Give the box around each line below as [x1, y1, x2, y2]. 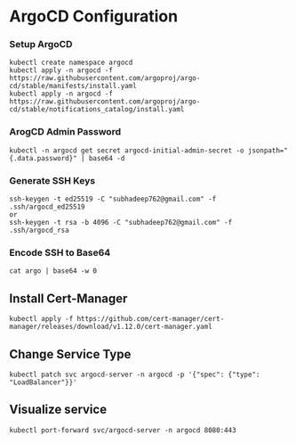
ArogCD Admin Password [9, 126, 122, 138]
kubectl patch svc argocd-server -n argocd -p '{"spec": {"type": [9, 370, 260, 379]
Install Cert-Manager [9, 291, 128, 306]
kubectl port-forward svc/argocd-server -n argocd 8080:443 [9, 425, 237, 434]
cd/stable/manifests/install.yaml [9, 82, 138, 91]
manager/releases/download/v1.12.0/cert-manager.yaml [9, 323, 213, 332]
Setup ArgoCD [9, 38, 73, 51]
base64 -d [88, 153, 125, 162]
